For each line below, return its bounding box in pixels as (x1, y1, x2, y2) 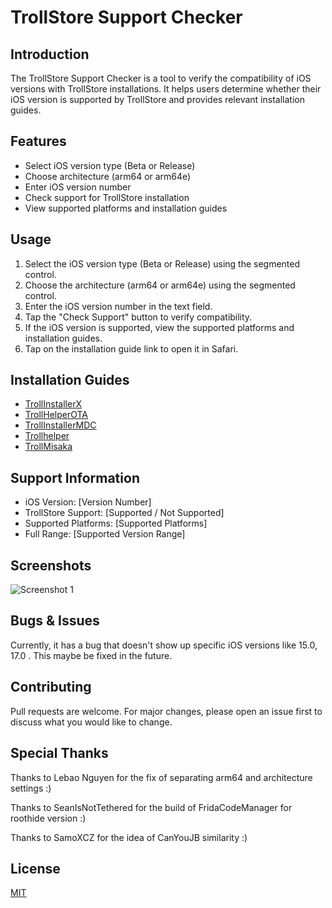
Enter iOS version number (24, 181, 132, 193)
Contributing (10, 679, 92, 696)
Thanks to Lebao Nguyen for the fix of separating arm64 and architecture (10, 771, 313, 783)
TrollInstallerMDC (24, 419, 97, 431)
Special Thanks (10, 745, 109, 762)
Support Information (10, 469, 140, 486)
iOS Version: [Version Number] (24, 496, 152, 508)
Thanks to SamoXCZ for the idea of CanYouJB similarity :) (10, 831, 248, 843)
